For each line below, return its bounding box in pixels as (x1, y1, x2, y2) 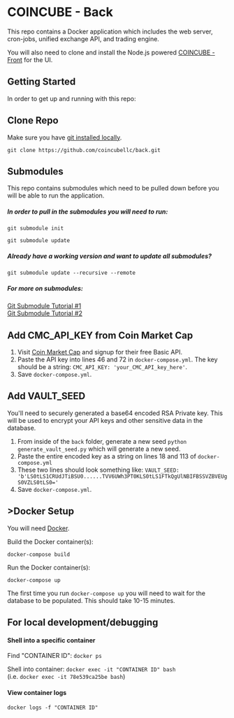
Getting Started (7, 76, 76, 88)
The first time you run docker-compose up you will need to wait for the (7, 589, 206, 597)
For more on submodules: (7, 284, 84, 292)
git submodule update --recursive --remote (7, 269, 136, 276)
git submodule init (7, 225, 64, 232)
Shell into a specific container (7, 636, 96, 644)
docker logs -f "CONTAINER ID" (7, 704, 98, 711)
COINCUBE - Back (7, 4, 114, 20)
